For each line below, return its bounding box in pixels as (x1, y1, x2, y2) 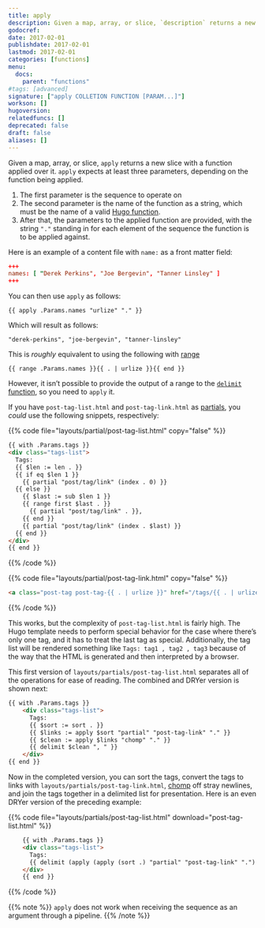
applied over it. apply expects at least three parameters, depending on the (8, 167, 248, 176)
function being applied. (8, 174, 84, 184)
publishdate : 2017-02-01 (8, 41, 90, 49)
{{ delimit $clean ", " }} (28, 743, 118, 751)
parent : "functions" (22, 77, 90, 85)
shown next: (8, 684, 49, 694)
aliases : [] (8, 136, 47, 144)
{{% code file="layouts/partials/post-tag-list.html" (8, 813, 171, 821)
